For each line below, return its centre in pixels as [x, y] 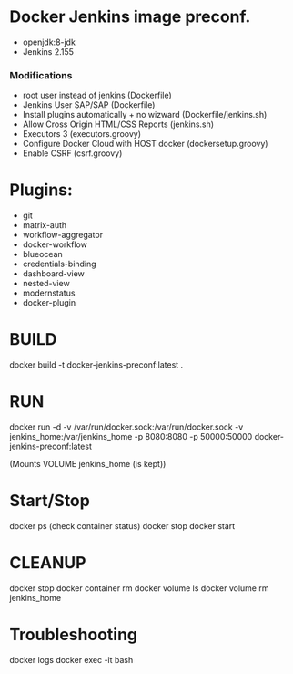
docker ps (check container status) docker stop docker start [122, 525]
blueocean [43, 254]
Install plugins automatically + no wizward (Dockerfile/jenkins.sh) [145, 115]
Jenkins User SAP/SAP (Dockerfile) [89, 105]
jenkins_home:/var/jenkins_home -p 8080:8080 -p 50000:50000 [131, 437]
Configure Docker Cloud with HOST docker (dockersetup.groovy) [145, 144]
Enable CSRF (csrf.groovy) [72, 153]
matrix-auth [45, 225]
